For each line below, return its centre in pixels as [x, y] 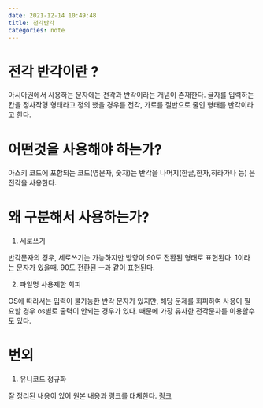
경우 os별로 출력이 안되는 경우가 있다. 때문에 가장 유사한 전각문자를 [125, 311]
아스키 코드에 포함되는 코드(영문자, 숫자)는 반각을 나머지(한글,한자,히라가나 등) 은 [132, 173]
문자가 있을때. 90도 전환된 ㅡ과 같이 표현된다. [85, 268]
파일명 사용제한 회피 [50, 284]
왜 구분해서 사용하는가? [79, 217]
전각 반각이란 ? [54, 71]
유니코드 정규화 [43, 379]
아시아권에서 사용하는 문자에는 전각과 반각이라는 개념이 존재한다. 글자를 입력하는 [131, 95]
